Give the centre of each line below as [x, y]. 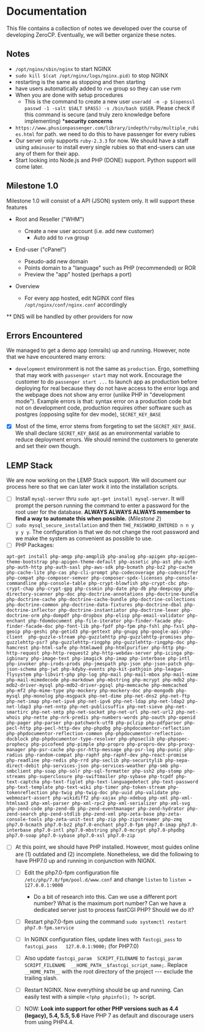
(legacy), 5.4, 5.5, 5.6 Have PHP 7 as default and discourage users [109, 1015]
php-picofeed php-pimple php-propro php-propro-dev [98, 744]
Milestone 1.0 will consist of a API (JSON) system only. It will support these [100, 201]
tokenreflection [27, 793]
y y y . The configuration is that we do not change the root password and [107, 532]
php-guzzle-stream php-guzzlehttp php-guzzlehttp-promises [105, 637]
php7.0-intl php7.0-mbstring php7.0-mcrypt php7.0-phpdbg [109, 830]
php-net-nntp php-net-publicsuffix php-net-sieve [98, 707]
